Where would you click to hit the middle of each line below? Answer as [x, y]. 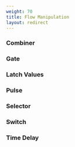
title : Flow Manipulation [37, 17]
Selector [18, 106]
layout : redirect [27, 22]
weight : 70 [19, 11]
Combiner [21, 43]
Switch [16, 122]
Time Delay [23, 138]
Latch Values [25, 75]
